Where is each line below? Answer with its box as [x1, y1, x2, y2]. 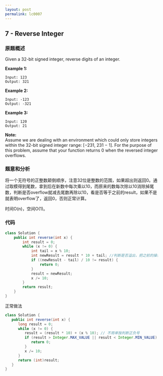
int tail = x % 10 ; [31, 249, 70, 253]
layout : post [5, 7, 32, 12]
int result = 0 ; [22, 239, 55, 245]
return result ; [22, 284, 53, 290]
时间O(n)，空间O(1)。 [5, 206, 48, 212]
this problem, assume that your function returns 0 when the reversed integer [5, 147, 158, 153]
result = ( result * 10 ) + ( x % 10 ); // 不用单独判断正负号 [24, 330, 140, 336]
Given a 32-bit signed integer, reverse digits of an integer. [5, 56, 120, 62]
